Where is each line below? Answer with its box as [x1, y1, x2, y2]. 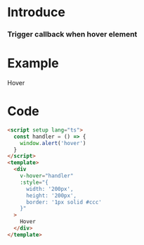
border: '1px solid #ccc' [25, 199, 102, 206]
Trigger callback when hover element [7, 30, 138, 39]
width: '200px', [25, 185, 74, 192]
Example [7, 56, 59, 71]
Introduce [7, 4, 65, 20]
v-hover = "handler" [20, 172, 74, 180]
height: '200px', [25, 191, 77, 199]
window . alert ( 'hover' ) [20, 139, 86, 146]
